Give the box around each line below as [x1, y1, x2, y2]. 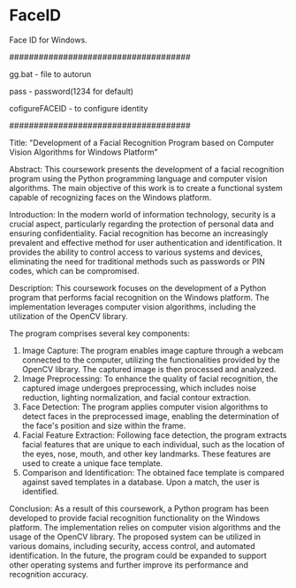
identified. [21, 485, 59, 496]
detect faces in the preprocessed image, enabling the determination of [21, 410, 280, 421]
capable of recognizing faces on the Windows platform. [9, 192, 212, 202]
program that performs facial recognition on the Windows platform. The [9, 292, 269, 302]
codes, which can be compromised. [9, 265, 140, 276]
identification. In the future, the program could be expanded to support [9, 550, 267, 561]
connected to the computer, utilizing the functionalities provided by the [21, 355, 280, 365]
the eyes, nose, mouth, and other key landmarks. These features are [21, 448, 271, 459]
